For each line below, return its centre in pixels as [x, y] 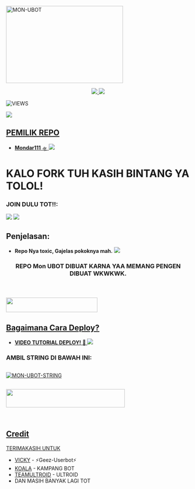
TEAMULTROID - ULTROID [46, 474]
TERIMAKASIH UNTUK [33, 448]
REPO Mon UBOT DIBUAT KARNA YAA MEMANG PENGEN [98, 266]
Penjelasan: [28, 236]
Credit [18, 434]
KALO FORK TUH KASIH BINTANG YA [98, 173]
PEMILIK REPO [33, 133]
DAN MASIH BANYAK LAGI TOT [52, 481]
